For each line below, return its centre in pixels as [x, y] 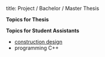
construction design [38, 42]
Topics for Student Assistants [43, 31]
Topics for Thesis [28, 19]
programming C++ [37, 48]
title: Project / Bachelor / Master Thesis [53, 8]
